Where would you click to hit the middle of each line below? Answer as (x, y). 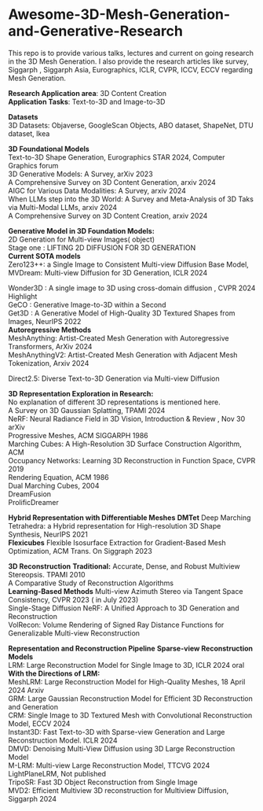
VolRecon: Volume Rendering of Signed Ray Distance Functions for (116, 625)
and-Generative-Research (95, 31)
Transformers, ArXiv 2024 (50, 346)
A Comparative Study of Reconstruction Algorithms (91, 583)
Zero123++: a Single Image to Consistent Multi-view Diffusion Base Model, (128, 264)
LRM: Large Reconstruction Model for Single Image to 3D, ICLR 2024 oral (126, 665)
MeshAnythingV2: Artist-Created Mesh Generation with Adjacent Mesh (123, 355)
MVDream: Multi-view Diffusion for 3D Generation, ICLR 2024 (108, 272)
